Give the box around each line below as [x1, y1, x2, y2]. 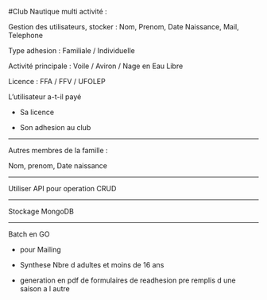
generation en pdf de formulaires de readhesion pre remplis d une [19, 275, 236, 285]
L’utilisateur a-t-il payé [8, 92, 82, 102]
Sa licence [19, 107, 54, 117]
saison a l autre [19, 284, 70, 293]
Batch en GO [8, 229, 50, 239]
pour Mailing [19, 245, 61, 254]
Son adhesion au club [19, 123, 91, 132]
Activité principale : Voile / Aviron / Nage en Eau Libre [8, 61, 184, 71]
